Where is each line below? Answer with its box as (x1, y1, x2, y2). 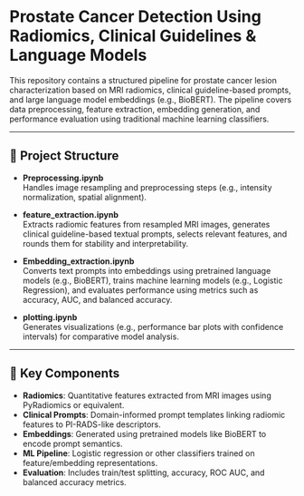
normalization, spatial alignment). (22, 191, 147, 202)
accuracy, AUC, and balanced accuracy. (22, 294, 173, 305)
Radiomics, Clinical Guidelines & (9, 25, 257, 46)
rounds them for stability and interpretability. (22, 238, 189, 248)
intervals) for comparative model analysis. (22, 331, 179, 342)
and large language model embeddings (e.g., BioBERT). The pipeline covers (9, 93, 292, 105)
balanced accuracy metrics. (22, 476, 127, 487)
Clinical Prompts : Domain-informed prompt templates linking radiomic (22, 409, 286, 420)
